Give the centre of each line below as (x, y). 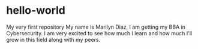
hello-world (36, 10)
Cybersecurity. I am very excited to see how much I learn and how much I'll (99, 33)
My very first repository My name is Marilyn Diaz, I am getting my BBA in (96, 27)
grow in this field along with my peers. (53, 39)
